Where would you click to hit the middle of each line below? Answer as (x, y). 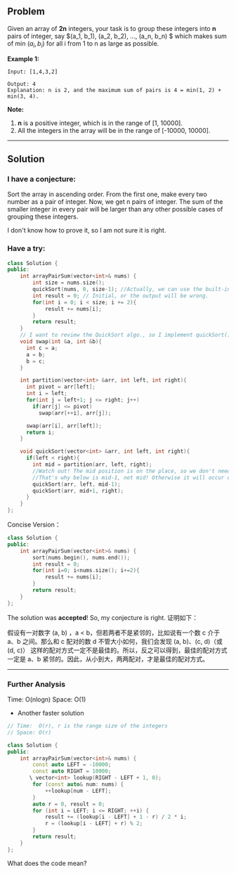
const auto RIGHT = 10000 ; (72, 771)
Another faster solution (51, 713)
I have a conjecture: (41, 179)
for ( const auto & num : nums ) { (78, 784)
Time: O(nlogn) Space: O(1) (47, 699)
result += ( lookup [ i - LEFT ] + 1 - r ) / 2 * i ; (116, 817)
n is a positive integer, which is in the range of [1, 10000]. (100, 123)
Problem (26, 12)
